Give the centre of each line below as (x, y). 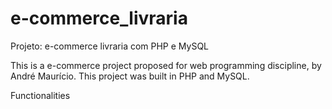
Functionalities (40, 95)
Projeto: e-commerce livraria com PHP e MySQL (110, 46)
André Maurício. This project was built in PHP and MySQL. (130, 76)
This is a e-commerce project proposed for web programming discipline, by (166, 65)
